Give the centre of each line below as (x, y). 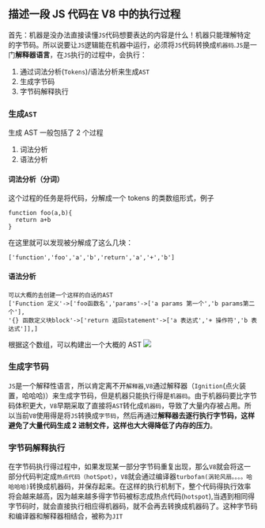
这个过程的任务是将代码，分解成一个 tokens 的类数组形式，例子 (111, 198)
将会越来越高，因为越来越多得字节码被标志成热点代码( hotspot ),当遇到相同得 (132, 496)
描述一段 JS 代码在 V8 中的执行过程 (95, 14)
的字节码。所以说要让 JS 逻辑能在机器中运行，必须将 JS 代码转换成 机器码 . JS (126, 44)
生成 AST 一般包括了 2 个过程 (56, 132)
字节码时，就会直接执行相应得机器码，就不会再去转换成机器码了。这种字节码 (133, 507)
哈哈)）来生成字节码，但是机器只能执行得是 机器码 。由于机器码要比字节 (143, 396)
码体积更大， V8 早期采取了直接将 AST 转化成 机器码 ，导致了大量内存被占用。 (127, 405)
